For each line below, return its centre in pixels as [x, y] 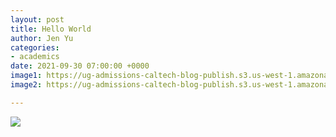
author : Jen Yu [42, 38]
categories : [35, 47]
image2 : [26, 85]
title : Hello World [51, 29]
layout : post [37, 19]
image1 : [26, 76]
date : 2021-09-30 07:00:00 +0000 [80, 66]
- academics [35, 57]
